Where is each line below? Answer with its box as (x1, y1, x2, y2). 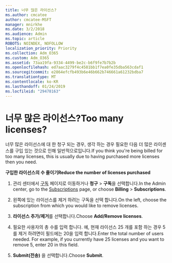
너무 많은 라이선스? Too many (5, 112, 124, 124)
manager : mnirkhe (5, 22, 43, 27)
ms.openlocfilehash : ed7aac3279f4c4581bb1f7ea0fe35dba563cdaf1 (5, 65, 144, 70)
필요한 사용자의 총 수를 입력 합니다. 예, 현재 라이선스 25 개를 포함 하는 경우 (12, 224, 162, 230)
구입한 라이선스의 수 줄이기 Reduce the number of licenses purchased (5, 170, 150, 176)
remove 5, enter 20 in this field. (12, 242, 79, 248)
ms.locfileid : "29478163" (5, 88, 61, 94)
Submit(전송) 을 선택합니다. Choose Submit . (12, 252, 104, 258)
